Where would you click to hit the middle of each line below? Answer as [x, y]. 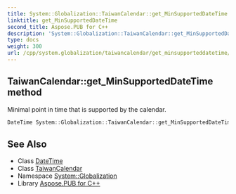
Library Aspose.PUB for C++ [59, 183]
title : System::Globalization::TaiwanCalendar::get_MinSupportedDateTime [118, 14]
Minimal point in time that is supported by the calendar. [87, 109]
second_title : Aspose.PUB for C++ [58, 27]
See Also [27, 144]
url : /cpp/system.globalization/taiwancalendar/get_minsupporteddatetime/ [119, 53]
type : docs [23, 40]
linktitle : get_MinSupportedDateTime [63, 20]
